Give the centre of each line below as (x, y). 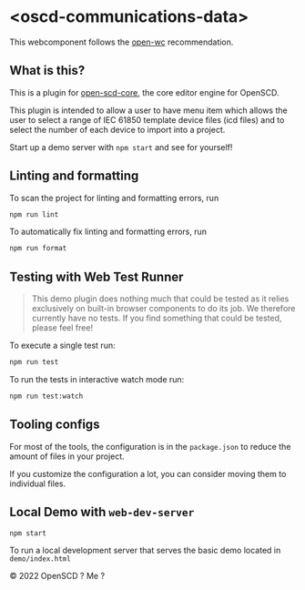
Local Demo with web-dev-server (102, 512)
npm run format (38, 249)
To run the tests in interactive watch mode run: (97, 379)
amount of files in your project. (67, 456)
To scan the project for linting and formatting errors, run (114, 198)
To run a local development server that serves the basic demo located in (145, 550)
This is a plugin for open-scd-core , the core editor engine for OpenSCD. (144, 92)
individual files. (38, 483)
